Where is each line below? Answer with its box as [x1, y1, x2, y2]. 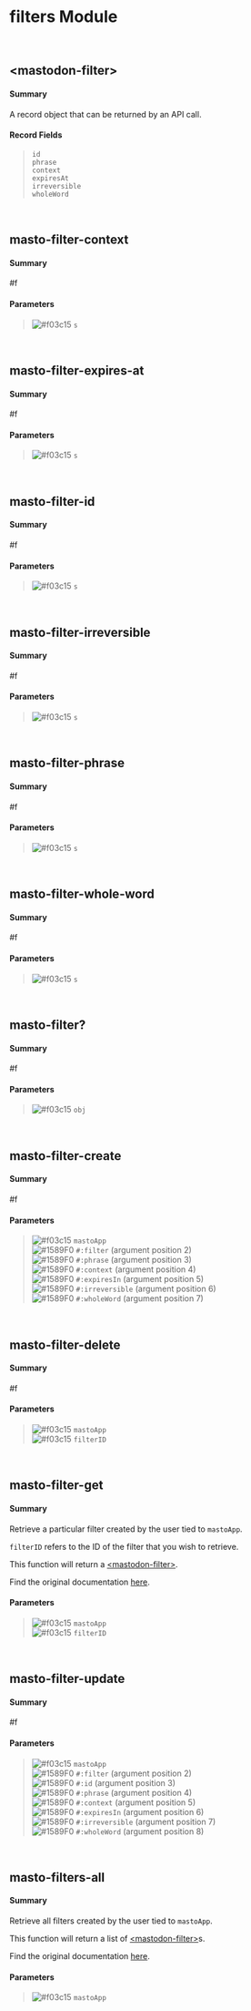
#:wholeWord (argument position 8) [75, 1825, 205, 1837]
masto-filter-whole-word [9, 887, 155, 902]
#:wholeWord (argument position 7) [75, 1293, 205, 1304]
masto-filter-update [9, 1671, 125, 1687]
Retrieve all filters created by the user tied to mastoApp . [9, 1915, 214, 1926]
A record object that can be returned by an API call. [9, 108, 202, 119]
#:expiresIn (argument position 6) [75, 1806, 205, 1817]
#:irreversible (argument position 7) [75, 1816, 216, 1827]
